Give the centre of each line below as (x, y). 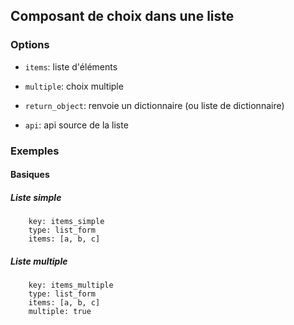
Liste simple (36, 197)
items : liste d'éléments (71, 66)
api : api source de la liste (76, 125)
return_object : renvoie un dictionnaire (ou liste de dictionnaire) (154, 105)
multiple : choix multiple (74, 86)
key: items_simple (66, 222)
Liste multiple (39, 261)
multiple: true (60, 312)
